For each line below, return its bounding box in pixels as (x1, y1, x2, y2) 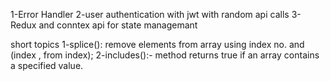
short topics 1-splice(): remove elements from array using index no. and (10, 39, 305, 50)
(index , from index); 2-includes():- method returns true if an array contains (10, 49, 320, 61)
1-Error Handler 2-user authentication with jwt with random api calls (10, 9, 290, 20)
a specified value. (10, 60, 84, 71)
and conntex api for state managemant (38, 19, 198, 31)
